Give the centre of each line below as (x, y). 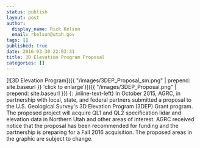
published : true (27, 46)
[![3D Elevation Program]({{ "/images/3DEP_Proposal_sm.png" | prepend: (98, 80)
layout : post (23, 18)
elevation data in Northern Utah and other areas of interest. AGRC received (100, 119)
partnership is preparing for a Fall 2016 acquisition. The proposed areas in (99, 132)
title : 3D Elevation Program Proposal (55, 57)
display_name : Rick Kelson (46, 29)
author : (16, 23)
